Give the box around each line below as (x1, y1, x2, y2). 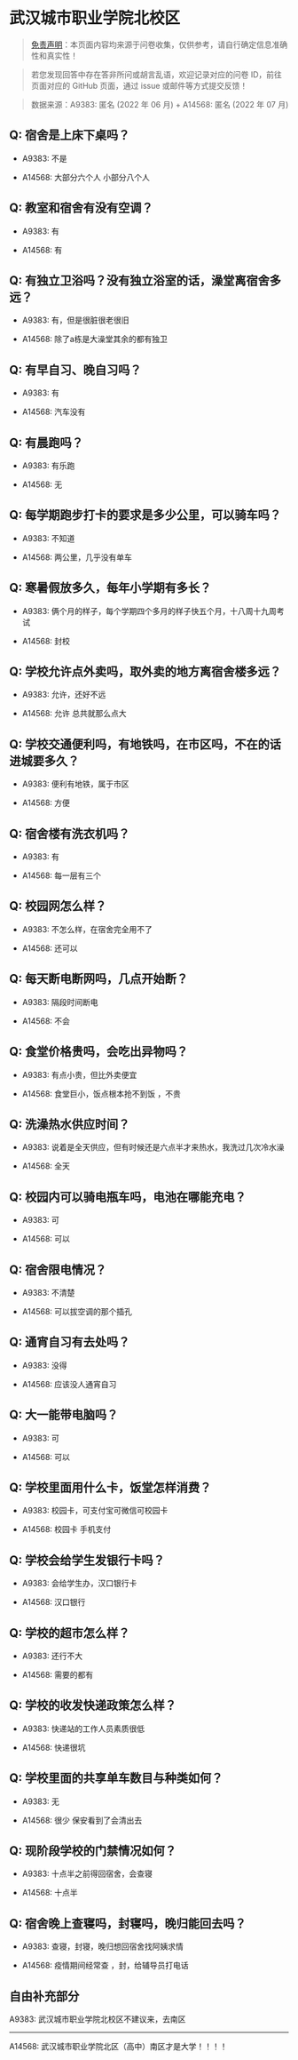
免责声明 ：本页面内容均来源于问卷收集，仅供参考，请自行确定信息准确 (30, 39, 288, 50)
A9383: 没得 (21, 1360, 68, 1370)
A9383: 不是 (21, 153, 68, 164)
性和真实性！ (30, 50, 78, 60)
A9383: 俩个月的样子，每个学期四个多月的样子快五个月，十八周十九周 (21, 605, 278, 616)
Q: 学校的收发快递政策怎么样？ (9, 1698, 177, 1713)
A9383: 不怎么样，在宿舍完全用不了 (21, 923, 153, 934)
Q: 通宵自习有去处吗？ (9, 1335, 130, 1350)
